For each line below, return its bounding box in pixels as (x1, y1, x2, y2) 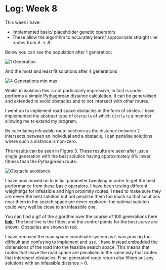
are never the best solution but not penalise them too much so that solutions (5, 193, 161, 199)
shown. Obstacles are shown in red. (5, 224, 78, 230)
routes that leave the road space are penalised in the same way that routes (5, 249, 157, 255)
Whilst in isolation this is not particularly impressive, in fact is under (5, 87, 142, 93)
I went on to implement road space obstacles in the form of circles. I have (5, 108, 155, 113)
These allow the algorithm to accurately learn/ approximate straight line (12, 34, 158, 40)
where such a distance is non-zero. (5, 138, 78, 144)
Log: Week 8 (5, 3, 58, 14)
